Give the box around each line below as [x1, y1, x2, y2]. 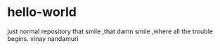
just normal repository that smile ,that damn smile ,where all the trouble [7, 27, 213, 35]
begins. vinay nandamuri [7, 34, 79, 42]
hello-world [7, 4, 77, 20]
